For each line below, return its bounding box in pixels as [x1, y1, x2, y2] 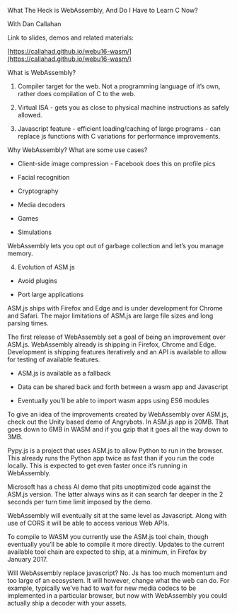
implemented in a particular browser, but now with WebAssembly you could [7, 591, 228, 600]
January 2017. [7, 555, 48, 563]
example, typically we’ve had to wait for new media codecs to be [7, 584, 197, 592]
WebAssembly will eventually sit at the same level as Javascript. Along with [7, 511, 227, 519]
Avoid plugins [17, 277, 58, 285]
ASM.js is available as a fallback [17, 369, 111, 377]
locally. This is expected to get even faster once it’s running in [7, 461, 187, 470]
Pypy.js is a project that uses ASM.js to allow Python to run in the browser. [7, 446, 224, 455]
